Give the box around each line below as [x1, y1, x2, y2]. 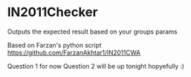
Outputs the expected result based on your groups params [7, 27, 178, 36]
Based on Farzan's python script [7, 41, 102, 49]
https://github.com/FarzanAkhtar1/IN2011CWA [7, 48, 141, 57]
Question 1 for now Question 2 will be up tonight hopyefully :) [7, 62, 185, 70]
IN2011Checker [7, 4, 98, 20]
